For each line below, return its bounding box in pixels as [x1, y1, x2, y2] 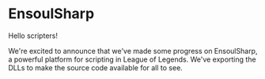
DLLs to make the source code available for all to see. [8, 62, 184, 72]
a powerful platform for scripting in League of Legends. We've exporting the [8, 55, 256, 64]
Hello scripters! [8, 31, 58, 40]
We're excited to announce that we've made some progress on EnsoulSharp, [8, 46, 258, 55]
